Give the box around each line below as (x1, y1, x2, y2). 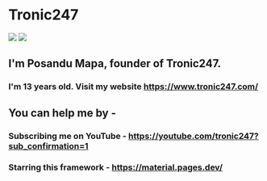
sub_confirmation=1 (8, 140, 89, 151)
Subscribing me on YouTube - (8, 130, 127, 141)
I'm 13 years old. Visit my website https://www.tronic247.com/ (8, 81, 259, 92)
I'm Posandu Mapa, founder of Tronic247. (8, 57, 222, 70)
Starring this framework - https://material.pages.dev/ (8, 162, 223, 173)
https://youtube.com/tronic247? (127, 130, 260, 141)
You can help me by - (8, 106, 117, 120)
